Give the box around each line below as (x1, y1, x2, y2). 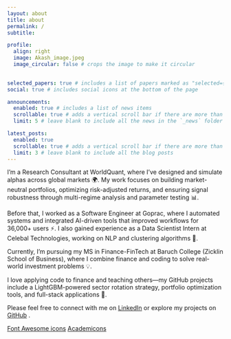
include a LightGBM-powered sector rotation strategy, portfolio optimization (7, 283, 222, 292)
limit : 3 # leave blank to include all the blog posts (13, 149, 174, 156)
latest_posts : (7, 130, 48, 137)
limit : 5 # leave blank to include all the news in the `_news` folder (13, 118, 223, 124)
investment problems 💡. (24, 262, 92, 270)
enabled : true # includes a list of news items (13, 105, 153, 112)
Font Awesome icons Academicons (7, 325, 107, 333)
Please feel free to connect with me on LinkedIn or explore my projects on (7, 304, 217, 312)
